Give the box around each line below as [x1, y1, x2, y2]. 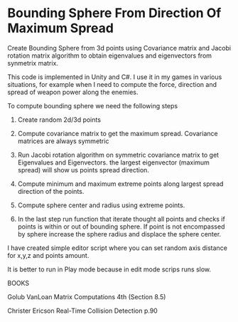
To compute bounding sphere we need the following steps [7, 101, 178, 110]
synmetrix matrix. [7, 58, 59, 67]
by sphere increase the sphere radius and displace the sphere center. [17, 229, 222, 238]
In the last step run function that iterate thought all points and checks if [17, 214, 225, 223]
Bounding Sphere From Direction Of [7, 5, 222, 21]
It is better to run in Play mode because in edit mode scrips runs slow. [7, 265, 212, 274]
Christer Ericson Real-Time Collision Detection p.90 [7, 306, 158, 315]
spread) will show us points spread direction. [17, 165, 149, 174]
